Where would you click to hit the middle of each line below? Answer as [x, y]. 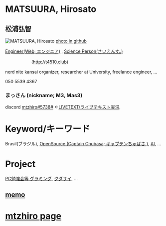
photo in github [71, 41]
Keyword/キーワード [48, 129]
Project [20, 164]
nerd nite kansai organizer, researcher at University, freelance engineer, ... [81, 72]
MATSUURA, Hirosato [51, 9]
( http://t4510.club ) [50, 62]
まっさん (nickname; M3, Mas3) [44, 95]
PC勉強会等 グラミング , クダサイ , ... [42, 179]
